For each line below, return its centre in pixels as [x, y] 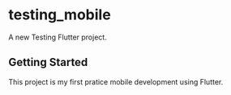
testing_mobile [60, 15]
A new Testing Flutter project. [58, 37]
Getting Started [48, 62]
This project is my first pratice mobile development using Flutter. [116, 81]
